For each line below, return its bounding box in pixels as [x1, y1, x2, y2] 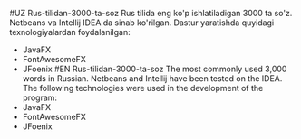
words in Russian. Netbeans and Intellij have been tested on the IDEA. [22, 73, 283, 84]
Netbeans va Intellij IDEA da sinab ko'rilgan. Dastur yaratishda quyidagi [9, 17, 275, 28]
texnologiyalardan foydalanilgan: [9, 27, 131, 37]
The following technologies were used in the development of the [22, 83, 264, 93]
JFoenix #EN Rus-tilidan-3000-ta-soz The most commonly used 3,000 [22, 63, 287, 74]
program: [22, 92, 57, 103]
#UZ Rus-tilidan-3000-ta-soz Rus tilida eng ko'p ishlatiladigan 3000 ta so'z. [9, 8, 293, 18]
